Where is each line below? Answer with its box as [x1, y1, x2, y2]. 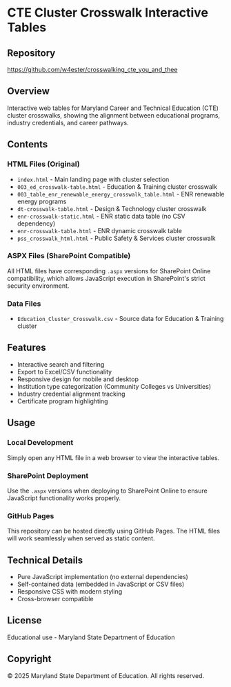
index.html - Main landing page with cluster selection [17, 175, 170, 183]
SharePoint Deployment [7, 470, 89, 480]
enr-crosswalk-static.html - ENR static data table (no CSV [17, 212, 185, 220]
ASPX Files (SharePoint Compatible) [7, 251, 131, 261]
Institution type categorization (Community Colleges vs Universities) [17, 382, 212, 390]
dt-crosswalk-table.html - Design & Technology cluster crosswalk [17, 204, 207, 212]
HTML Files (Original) [7, 159, 81, 169]
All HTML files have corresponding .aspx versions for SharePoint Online [7, 266, 211, 275]
